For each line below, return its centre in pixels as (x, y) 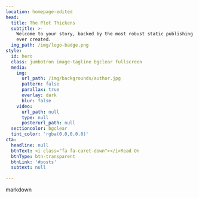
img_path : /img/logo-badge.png (50, 45)
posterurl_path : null (48, 123)
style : (14, 51)
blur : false (36, 100)
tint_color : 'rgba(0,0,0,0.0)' (50, 134)
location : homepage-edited (39, 12)
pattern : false (40, 84)
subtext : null (28, 167)
